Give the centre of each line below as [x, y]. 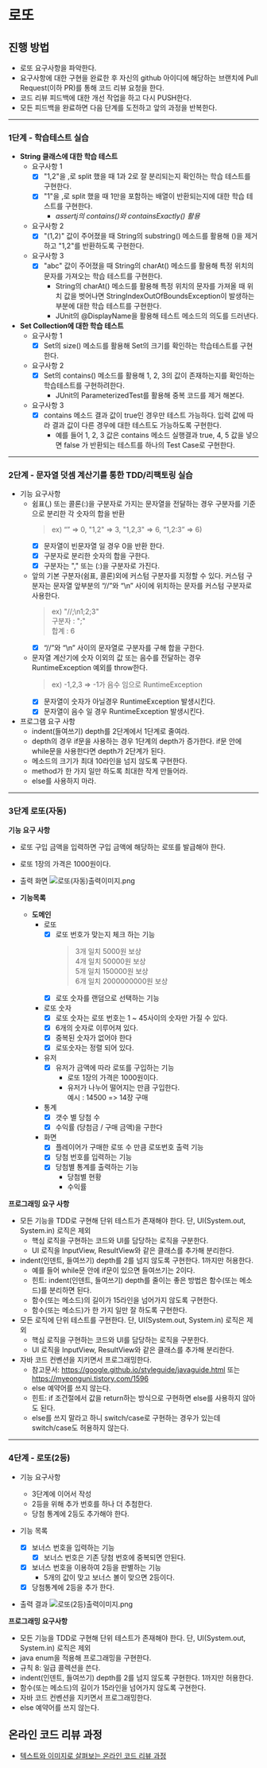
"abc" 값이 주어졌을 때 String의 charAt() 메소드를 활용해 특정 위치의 [149, 266]
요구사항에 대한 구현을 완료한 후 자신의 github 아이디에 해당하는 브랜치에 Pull [139, 78]
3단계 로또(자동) [38, 811]
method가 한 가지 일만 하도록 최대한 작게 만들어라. [110, 771]
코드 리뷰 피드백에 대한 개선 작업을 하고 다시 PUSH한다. [106, 98]
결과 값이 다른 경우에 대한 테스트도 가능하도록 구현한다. [137, 425]
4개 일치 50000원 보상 [110, 961]
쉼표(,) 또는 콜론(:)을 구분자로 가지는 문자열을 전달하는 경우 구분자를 [136, 504]
